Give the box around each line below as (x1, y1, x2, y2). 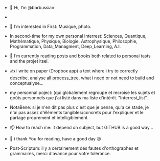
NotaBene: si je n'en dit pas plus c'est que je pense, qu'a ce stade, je (9, 104, 149, 110)
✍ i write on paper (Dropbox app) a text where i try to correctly (9, 68, 138, 73)
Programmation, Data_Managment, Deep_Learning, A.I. (9, 44, 121, 49)
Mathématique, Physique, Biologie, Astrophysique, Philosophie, (9, 38, 137, 44)
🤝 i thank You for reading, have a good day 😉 (9, 136, 102, 141)
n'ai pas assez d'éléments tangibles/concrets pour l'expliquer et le (9, 110, 144, 115)
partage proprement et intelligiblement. (9, 115, 89, 120)
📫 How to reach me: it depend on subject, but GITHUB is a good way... (9, 125, 153, 130)
